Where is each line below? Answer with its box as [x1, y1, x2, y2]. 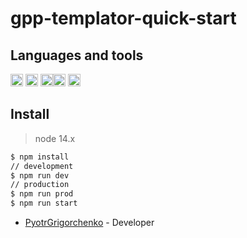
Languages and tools [10, 47, 144, 64]
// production [10, 180, 70, 190]
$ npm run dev [10, 170, 70, 181]
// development [10, 161, 74, 171]
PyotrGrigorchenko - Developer [24, 217, 155, 229]
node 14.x [34, 132, 76, 144]
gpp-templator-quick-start [10, 7, 237, 30]
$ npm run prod [10, 189, 74, 199]
